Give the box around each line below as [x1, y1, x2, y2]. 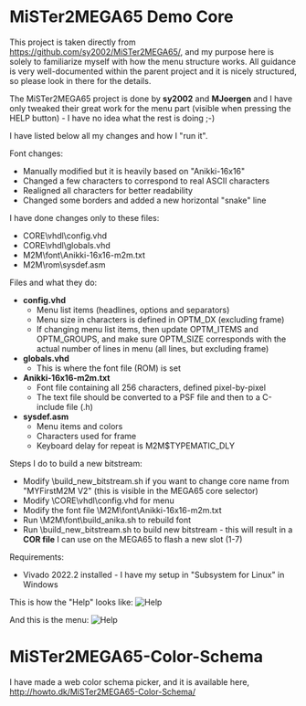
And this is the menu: [9, 614, 90, 625]
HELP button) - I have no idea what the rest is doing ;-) [9, 112, 216, 123]
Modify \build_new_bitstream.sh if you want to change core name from [22, 475, 290, 486]
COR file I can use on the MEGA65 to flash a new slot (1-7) [22, 533, 243, 544]
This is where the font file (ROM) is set [36, 363, 181, 374]
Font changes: [9, 148, 64, 159]
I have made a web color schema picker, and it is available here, [9, 676, 249, 687]
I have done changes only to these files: [9, 212, 160, 223]
